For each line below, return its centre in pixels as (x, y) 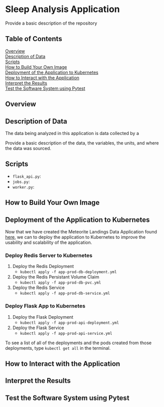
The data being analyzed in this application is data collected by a (72, 133)
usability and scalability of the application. (49, 242)
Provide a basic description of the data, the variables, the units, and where (82, 143)
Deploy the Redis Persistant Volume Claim (56, 277)
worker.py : (23, 187)
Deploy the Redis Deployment (43, 266)
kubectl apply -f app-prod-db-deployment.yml (68, 272)
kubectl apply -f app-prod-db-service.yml (65, 294)
